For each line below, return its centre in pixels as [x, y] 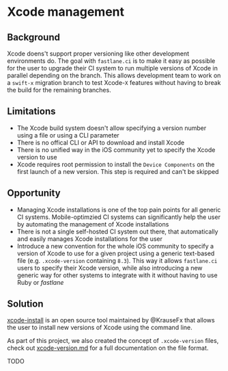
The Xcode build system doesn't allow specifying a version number [112, 128]
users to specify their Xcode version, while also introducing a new [110, 268]
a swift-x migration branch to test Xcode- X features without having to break [114, 82]
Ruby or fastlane [40, 282]
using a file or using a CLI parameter [68, 135]
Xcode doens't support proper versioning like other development [98, 53]
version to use [37, 157]
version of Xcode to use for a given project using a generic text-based [116, 253]
